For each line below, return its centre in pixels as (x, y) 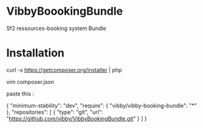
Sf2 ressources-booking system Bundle (56, 28)
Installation (35, 53)
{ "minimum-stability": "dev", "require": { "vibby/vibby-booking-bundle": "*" (102, 105)
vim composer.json (30, 81)
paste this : (20, 94)
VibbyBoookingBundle (65, 11)
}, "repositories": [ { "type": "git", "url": (55, 112)
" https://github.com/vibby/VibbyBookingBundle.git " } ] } (77, 118)
